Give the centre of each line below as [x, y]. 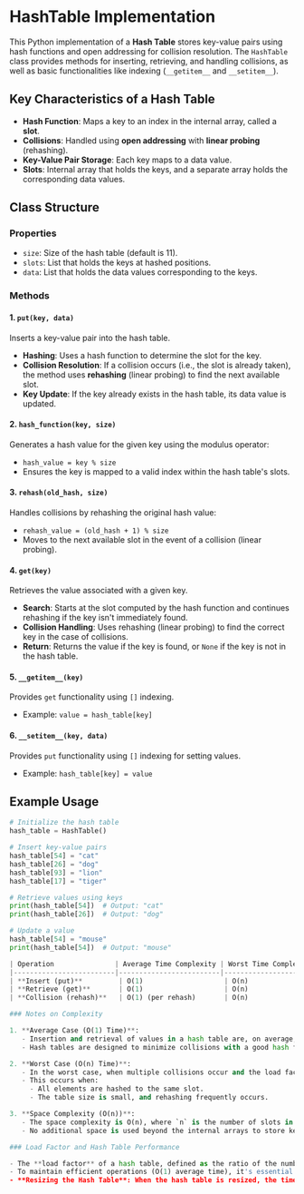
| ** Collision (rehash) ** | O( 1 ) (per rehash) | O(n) [129, 998]
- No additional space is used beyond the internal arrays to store [153, 1130]
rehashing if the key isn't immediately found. [105, 618]
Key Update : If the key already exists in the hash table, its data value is [154, 394]
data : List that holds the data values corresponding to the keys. [140, 272]
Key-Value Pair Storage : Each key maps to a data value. [127, 160]
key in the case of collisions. [75, 637]
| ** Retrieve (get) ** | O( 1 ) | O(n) [129, 989]
